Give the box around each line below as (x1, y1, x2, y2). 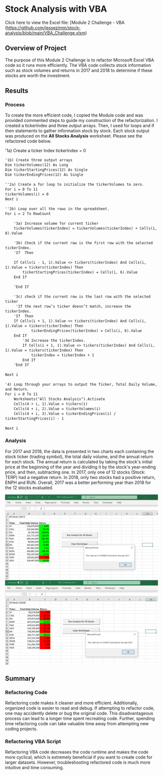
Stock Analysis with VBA (5, 3, 107, 15)
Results (5, 87, 29, 95)
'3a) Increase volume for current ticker (14, 221, 98, 226)
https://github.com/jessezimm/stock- (6, 24, 81, 30)
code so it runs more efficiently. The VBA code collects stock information (5, 62, 151, 68)
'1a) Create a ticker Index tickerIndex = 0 (5, 148, 86, 154)
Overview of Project (5, 44, 67, 52)
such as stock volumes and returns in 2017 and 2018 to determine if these (5, 67, 153, 73)
